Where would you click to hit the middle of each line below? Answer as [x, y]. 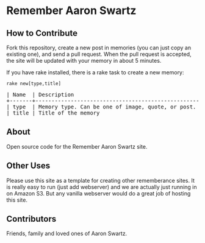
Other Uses [28, 166]
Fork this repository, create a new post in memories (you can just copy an [99, 48]
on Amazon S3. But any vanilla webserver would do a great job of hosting [99, 193]
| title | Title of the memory [53, 113]
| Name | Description [40, 95]
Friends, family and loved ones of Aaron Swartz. [67, 234]
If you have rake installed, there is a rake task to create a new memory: [95, 72]
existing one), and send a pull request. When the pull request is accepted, [99, 54]
